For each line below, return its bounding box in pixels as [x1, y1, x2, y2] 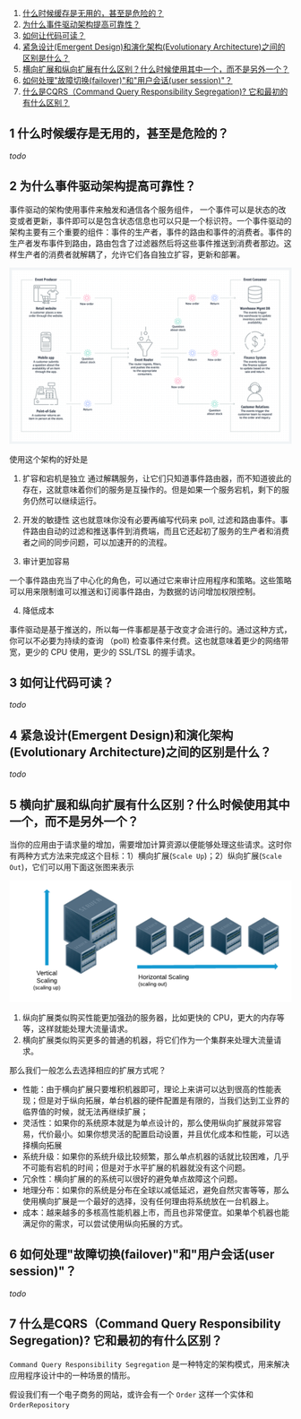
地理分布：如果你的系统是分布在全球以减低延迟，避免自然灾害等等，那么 [21, 1185, 289, 1196]
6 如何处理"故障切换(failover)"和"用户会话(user [9, 1247, 275, 1262]
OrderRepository [9, 1400, 70, 1409]
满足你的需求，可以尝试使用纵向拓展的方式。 [21, 1218, 188, 1229]
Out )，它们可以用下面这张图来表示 [9, 862, 134, 873]
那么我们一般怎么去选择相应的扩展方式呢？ [9, 1065, 167, 1076]
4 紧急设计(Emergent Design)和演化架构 [9, 727, 234, 743]
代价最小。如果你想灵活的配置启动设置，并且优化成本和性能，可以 [38, 1129, 282, 1139]
